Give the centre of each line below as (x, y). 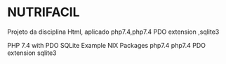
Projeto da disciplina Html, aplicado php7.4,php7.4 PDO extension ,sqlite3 (113, 32)
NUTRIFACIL (44, 12)
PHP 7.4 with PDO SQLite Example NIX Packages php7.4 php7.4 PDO (106, 45)
